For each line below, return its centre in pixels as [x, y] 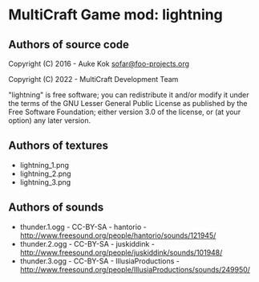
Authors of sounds [56, 208]
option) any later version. [49, 121]
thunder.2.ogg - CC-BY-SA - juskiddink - [87, 243]
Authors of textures [59, 146]
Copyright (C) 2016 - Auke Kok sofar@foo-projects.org [99, 63]
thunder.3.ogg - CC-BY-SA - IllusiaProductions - [100, 261]
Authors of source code [69, 45]
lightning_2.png [45, 174]
